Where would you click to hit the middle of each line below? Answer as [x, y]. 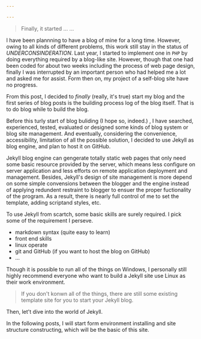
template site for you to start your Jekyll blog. [77, 300]
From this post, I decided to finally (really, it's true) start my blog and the [95, 96]
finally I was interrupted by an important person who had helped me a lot [96, 72]
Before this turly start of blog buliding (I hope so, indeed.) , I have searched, [100, 121]
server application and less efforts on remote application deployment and [97, 170]
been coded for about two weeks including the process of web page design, [100, 65]
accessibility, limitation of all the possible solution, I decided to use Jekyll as [100, 140]
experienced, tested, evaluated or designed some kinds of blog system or [97, 127]
